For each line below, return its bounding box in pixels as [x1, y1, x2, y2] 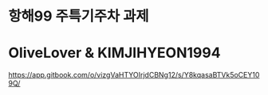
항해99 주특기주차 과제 [8, 7, 149, 25]
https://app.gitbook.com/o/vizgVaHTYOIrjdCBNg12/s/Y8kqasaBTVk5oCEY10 [8, 70, 260, 80]
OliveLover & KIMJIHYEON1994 [8, 44, 221, 62]
